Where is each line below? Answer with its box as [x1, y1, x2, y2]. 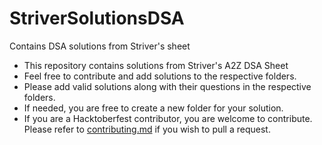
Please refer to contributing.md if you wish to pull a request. [23, 123, 271, 135]
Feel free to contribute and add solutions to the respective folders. [23, 70, 297, 82]
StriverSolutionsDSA [9, 7, 185, 30]
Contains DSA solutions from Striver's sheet [9, 40, 191, 52]
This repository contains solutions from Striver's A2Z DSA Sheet [23, 59, 289, 71]
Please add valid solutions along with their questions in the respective [23, 80, 312, 92]
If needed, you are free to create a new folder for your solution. [23, 102, 284, 114]
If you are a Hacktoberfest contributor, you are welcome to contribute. [23, 112, 313, 124]
